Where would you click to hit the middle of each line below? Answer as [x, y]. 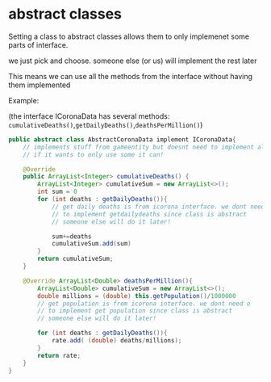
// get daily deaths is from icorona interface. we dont [149, 207]
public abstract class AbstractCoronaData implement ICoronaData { [122, 139]
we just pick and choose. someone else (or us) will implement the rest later [133, 61]
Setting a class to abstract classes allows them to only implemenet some [129, 36]
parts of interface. [38, 44]
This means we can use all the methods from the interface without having [130, 76]
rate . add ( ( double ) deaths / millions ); [117, 341]
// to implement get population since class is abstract [135, 311]
